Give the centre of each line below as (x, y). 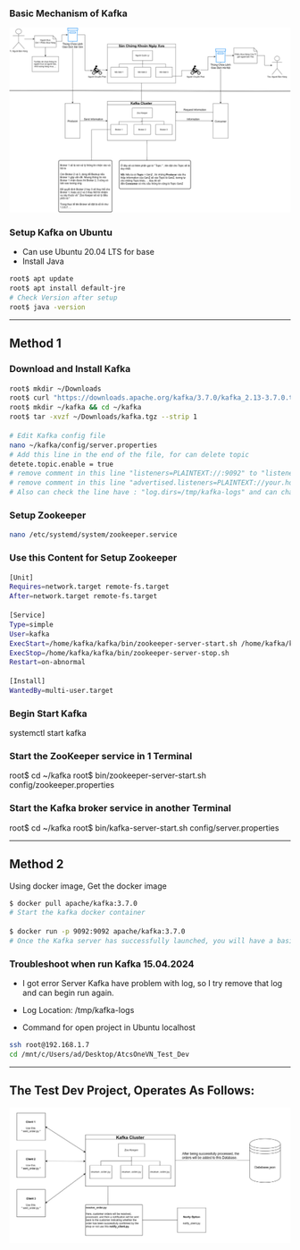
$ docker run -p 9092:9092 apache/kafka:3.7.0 (97, 932)
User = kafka (29, 634)
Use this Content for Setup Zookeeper (93, 558)
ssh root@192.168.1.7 (50, 1045)
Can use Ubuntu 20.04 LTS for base (88, 252)
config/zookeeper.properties (62, 785)
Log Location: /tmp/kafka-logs (78, 1010)
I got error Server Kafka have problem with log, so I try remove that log (152, 984)
